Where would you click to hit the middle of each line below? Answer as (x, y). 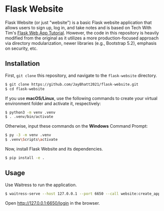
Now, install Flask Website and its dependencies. (54, 149)
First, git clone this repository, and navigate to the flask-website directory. (81, 75)
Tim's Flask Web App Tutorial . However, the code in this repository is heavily (82, 33)
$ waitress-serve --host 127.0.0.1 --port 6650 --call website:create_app (83, 193)
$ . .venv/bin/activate (29, 117)
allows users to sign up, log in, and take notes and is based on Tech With (78, 27)
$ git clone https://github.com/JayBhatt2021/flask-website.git (72, 84)
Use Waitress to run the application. (41, 185)
